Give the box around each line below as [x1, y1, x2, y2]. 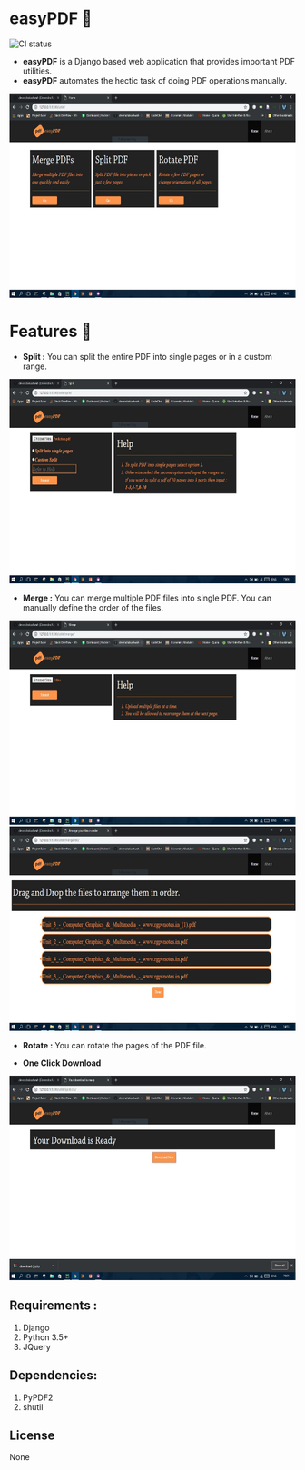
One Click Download [22, 1058, 102, 1068]
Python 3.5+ [22, 1331, 70, 1343]
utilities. [22, 65, 53, 76]
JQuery [22, 1341, 52, 1352]
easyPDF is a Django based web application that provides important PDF [22, 55, 295, 66]
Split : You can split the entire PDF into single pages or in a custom [22, 351, 272, 362]
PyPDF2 [22, 1392, 54, 1403]
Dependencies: [9, 1367, 98, 1384]
